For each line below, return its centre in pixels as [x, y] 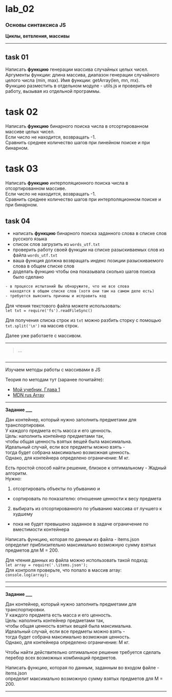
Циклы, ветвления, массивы [38, 36]
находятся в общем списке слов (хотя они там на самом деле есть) [82, 291]
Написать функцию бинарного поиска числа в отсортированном [77, 126]
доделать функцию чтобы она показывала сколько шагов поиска [84, 271]
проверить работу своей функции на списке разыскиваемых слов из [89, 249]
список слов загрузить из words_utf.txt [56, 244]
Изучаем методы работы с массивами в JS [53, 370]
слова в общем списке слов [44, 266]
